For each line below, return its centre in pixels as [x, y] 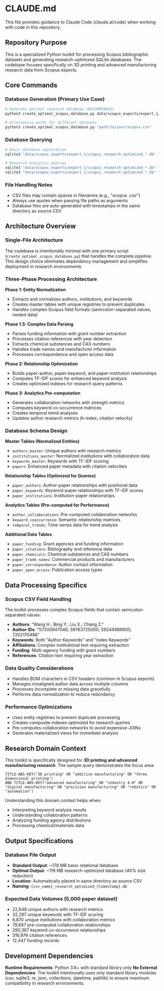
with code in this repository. [33, 27]
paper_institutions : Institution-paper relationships [63, 495]
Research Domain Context [46, 748]
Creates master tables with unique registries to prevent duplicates [78, 304]
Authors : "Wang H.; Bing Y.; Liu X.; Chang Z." [58, 624]
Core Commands [31, 85]
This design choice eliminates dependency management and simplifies [76, 261]
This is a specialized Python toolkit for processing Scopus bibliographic [77, 54]
